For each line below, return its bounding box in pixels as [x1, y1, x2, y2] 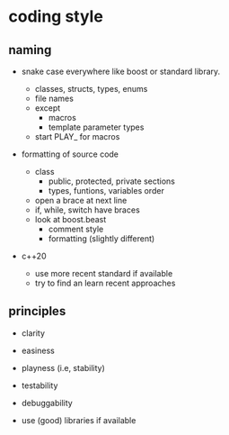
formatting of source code [21, 149, 119, 159]
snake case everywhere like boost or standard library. [21, 66, 221, 77]
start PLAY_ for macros [34, 131, 120, 141]
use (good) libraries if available [21, 414, 137, 425]
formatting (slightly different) [48, 233, 155, 244]
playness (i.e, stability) [21, 362, 105, 373]
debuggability [21, 397, 73, 408]
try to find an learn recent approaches [34, 277, 176, 288]
